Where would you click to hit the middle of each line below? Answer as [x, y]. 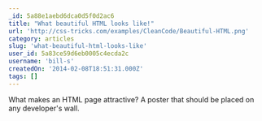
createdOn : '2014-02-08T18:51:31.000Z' [76, 69]
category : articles [41, 39]
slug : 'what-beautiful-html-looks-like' [78, 46]
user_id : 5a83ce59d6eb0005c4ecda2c [69, 54]
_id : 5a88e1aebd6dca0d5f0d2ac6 [61, 16]
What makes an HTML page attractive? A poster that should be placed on [131, 99]
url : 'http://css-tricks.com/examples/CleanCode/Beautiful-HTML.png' [129, 31]
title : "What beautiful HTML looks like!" [81, 24]
